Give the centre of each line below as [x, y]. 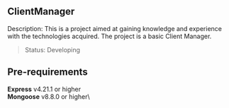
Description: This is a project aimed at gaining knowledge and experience [114, 28]
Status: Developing [52, 49]
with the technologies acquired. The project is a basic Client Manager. [110, 36]
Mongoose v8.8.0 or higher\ [49, 96]
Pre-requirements [48, 72]
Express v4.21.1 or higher [44, 89]
